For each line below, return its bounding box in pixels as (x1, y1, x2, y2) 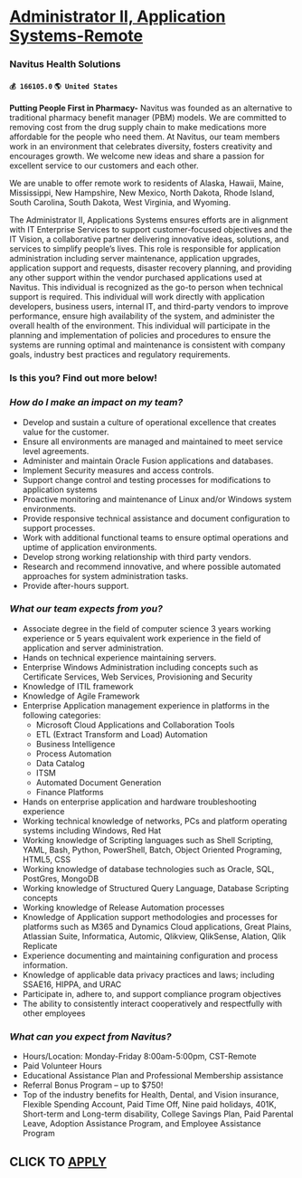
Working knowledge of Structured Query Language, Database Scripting (22, 882, 289, 893)
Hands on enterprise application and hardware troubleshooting (22, 796, 258, 807)
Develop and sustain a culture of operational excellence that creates (22, 416, 277, 427)
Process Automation (35, 748, 112, 759)
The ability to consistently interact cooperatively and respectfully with (22, 998, 283, 1009)
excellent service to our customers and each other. (9, 160, 199, 171)
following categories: (22, 709, 101, 720)
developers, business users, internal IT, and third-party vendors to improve (9, 301, 289, 312)
